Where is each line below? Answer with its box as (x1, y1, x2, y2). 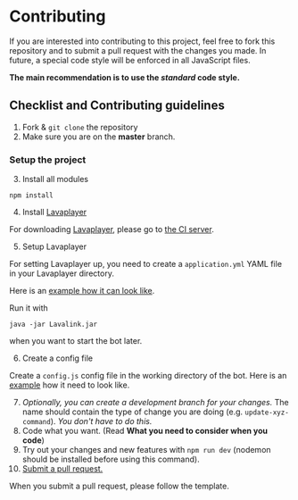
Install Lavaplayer (21, 207, 87, 218)
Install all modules (21, 174, 89, 185)
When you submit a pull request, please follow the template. (9, 480, 229, 492)
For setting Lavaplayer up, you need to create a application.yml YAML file (9, 259, 283, 270)
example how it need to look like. (9, 379, 130, 390)
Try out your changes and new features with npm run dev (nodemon (21, 445, 271, 455)
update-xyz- (244, 408, 290, 417)
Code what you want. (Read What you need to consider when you (21, 426, 268, 437)
